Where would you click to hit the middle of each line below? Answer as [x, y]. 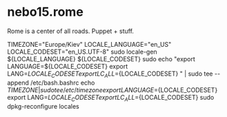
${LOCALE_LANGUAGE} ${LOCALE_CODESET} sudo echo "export [101, 58]
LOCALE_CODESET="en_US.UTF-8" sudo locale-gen [82, 52]
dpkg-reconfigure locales [43, 106]
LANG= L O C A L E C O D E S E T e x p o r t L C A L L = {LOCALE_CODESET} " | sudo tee [110, 74]
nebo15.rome [46, 12]
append [18, 83]
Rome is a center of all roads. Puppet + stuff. [71, 31]
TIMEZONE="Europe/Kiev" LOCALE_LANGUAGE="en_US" [89, 44]
